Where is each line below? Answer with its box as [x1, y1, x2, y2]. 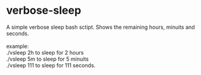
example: [6, 43, 29, 50]
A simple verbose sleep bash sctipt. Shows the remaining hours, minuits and [6, 23, 195, 31]
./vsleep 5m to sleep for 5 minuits [6, 55, 89, 62]
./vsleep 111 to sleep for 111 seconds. [6, 61, 96, 69]
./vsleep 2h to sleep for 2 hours [6, 49, 84, 56]
